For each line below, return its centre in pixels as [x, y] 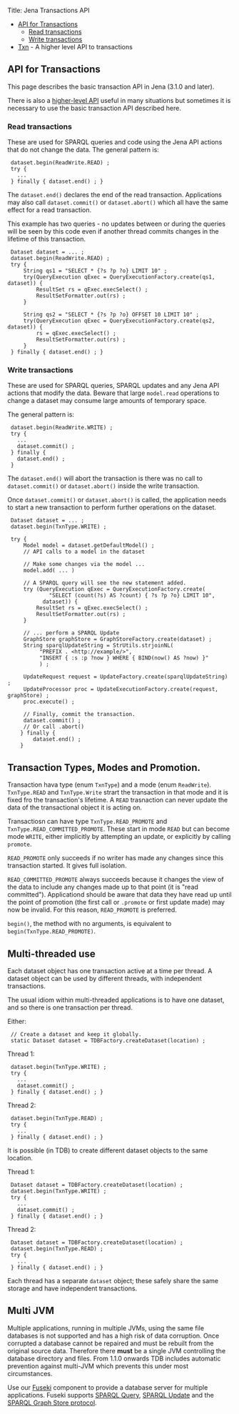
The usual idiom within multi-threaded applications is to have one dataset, [116, 1000]
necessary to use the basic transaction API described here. [95, 108]
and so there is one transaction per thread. [70, 1007]
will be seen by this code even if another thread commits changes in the [113, 231]
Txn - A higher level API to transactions [75, 47]
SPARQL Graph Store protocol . [52, 1403]
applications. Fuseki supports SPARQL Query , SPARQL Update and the [111, 1395]
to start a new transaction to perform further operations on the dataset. [112, 507]
